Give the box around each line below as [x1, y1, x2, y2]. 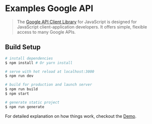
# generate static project [5, 100, 60, 105]
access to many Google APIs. [17, 29, 76, 35]
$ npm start [5, 91, 29, 96]
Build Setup [5, 43, 41, 51]
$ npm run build [5, 87, 38, 92]
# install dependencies [5, 56, 53, 61]
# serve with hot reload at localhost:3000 [5, 69, 95, 74]
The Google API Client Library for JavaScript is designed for [17, 19, 137, 25]
